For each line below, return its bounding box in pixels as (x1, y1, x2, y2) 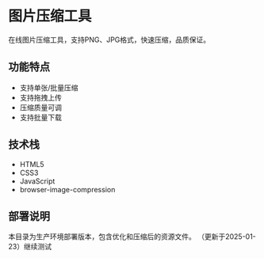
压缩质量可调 (19, 102, 62, 112)
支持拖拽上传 (19, 93, 62, 102)
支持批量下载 (19, 112, 62, 122)
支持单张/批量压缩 (19, 82, 78, 92)
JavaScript (19, 176, 55, 186)
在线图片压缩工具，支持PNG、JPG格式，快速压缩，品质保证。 (8, 35, 211, 44)
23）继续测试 (8, 242, 52, 252)
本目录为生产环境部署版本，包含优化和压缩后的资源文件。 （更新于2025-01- (8, 232, 256, 241)
